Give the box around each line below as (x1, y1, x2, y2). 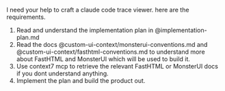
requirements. (6, 13, 46, 21)
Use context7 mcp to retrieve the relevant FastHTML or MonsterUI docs (16, 62, 218, 70)
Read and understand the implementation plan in (16, 26, 154, 34)
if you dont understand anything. (16, 69, 109, 77)
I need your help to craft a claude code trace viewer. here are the (6, 6, 189, 14)
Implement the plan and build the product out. (16, 77, 146, 84)
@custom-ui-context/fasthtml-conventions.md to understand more (16, 48, 206, 56)
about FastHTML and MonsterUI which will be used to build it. (16, 55, 191, 63)
